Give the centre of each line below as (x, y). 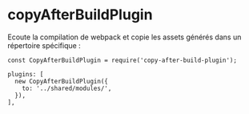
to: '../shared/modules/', (67, 88)
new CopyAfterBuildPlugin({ (62, 81)
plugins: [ (26, 74)
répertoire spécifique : (44, 45)
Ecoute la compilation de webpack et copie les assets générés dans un (124, 37)
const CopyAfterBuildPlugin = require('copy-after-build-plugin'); (122, 60)
